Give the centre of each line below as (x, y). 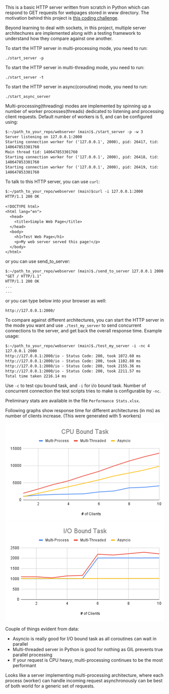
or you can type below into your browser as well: (56, 301)
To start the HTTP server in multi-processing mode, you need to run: (76, 48)
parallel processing (32, 655)
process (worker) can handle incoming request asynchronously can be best (84, 680)
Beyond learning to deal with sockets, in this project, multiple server (76, 28)
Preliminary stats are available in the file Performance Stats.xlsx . (73, 401)
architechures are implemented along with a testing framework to (73, 33)
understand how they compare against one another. (59, 38)
